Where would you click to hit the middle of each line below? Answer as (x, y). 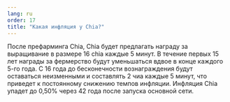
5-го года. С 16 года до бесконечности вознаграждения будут (100, 69)
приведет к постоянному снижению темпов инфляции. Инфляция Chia (113, 84)
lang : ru (20, 14)
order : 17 (22, 20)
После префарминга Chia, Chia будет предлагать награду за (98, 47)
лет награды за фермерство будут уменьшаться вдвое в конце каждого (115, 61)
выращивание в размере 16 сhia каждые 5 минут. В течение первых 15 (113, 54)
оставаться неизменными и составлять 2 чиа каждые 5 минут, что (107, 76)
